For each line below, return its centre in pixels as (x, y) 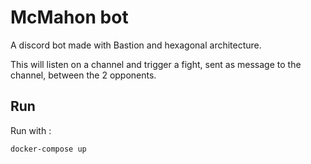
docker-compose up (48, 149)
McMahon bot (69, 17)
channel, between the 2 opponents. (83, 75)
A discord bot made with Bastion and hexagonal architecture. (136, 45)
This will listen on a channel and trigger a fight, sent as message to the (156, 64)
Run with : (31, 130)
